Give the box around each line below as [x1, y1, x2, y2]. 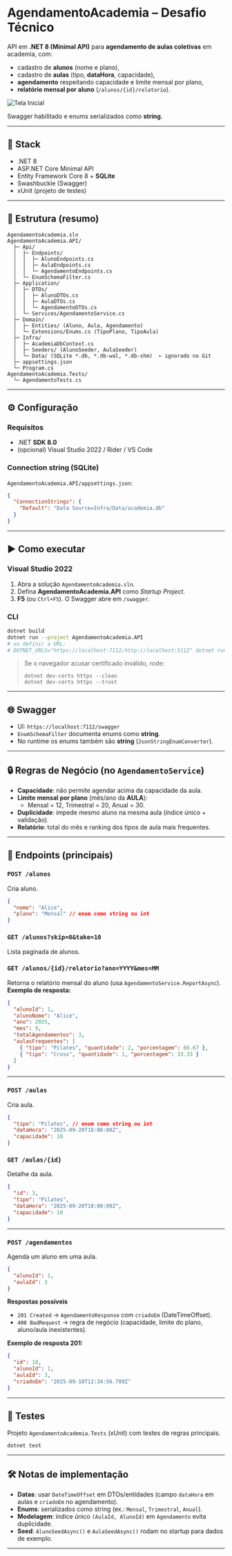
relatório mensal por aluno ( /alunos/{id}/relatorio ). [17, 85, 171, 93]
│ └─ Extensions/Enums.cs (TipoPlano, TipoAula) [13, 328, 159, 335]
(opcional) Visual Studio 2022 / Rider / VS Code [17, 446, 153, 454]
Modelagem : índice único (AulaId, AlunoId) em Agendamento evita [17, 1512, 206, 1521]
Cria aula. [7, 1100, 35, 1108]
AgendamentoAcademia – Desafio [7, 5, 207, 21]
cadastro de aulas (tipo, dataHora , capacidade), [17, 71, 155, 79]
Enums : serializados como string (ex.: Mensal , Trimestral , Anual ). [17, 1505, 202, 1513]
